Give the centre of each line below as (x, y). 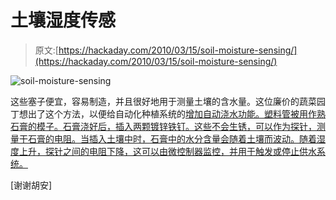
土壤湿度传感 (63, 20)
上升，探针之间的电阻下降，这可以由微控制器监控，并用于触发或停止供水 (167, 151)
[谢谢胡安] (31, 185)
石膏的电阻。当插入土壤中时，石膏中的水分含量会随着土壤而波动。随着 (172, 138)
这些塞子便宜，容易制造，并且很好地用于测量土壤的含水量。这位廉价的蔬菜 (163, 101)
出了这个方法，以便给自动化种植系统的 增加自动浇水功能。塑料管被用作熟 (176, 113)
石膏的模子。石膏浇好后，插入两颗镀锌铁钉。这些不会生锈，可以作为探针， (163, 126)
